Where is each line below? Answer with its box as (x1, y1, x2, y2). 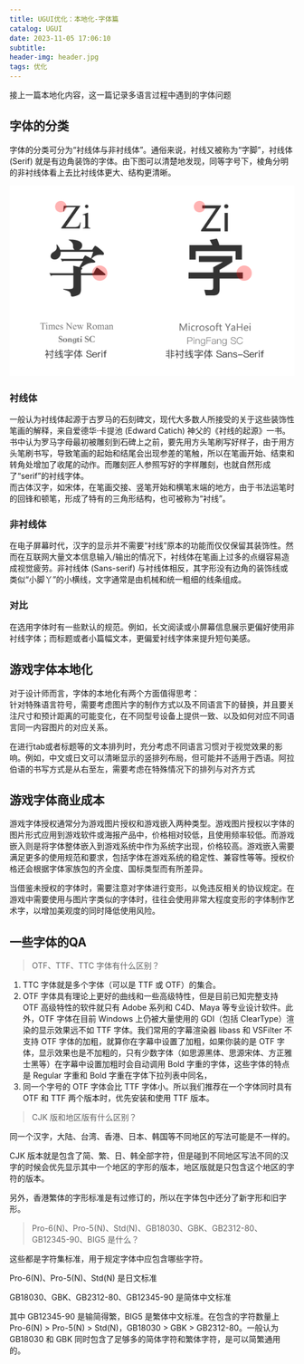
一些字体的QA (9, 934, 88, 950)
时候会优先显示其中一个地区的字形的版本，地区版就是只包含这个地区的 (24, 1162, 287, 1173)
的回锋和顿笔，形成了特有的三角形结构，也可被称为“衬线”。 (9, 494, 231, 504)
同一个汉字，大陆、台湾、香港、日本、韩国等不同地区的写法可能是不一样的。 (9, 1131, 295, 1142)
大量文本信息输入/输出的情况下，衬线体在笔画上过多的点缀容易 (48, 552, 282, 562)
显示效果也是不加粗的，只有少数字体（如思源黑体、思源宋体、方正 (38, 1047, 285, 1059)
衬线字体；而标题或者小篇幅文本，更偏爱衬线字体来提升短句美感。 (9, 632, 255, 643)
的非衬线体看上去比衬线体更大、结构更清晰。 (9, 167, 176, 178)
